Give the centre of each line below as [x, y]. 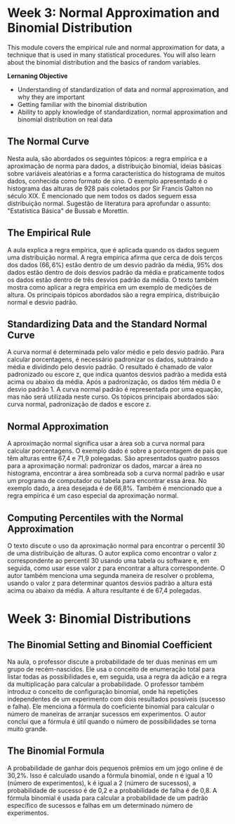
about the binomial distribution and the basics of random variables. [104, 62]
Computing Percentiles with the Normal [95, 518]
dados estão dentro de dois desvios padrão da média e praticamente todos [116, 272]
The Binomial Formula [56, 751]
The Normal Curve [48, 142]
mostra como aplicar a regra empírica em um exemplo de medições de [109, 287]
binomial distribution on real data [65, 119]
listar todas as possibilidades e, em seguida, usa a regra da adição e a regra [117, 677]
